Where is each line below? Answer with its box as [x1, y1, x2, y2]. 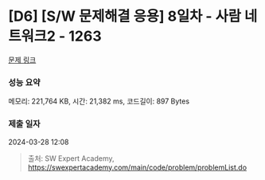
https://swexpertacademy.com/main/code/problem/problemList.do [27, 162, 247, 172]
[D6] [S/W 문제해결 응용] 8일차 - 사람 [8, 7, 241, 25]
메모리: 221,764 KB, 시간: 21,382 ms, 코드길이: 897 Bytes [8, 96, 189, 106]
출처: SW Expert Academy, [27, 153, 115, 163]
